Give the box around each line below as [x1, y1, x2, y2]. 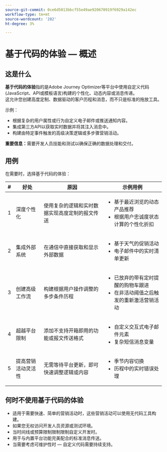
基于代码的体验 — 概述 [5, 48, 97, 60]
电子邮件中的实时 [114, 247, 154, 254]
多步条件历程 [44, 293, 74, 300]
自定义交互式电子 [114, 324, 154, 331]
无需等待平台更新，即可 [44, 361, 99, 368]
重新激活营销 [124, 297, 154, 304]
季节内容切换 [114, 358, 144, 365]
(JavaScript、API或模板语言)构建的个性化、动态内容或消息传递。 [5, 90, 138, 96]
